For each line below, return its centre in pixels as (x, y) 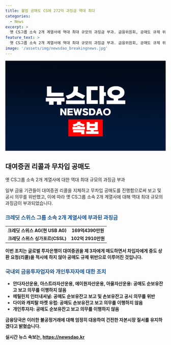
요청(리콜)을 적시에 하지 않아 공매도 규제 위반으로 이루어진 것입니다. (77, 257)
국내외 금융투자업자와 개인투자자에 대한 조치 (56, 271)
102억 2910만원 (88, 239)
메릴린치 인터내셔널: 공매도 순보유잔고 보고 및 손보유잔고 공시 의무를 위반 (84, 296)
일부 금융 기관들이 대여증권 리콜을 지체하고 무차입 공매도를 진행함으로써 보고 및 (83, 190)
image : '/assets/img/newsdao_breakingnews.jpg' (57, 48)
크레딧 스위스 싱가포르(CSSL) (37, 239)
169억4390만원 (88, 231)
